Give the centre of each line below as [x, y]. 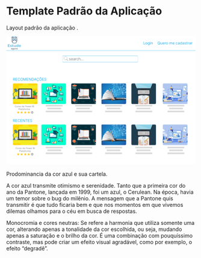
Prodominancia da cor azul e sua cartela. [57, 174]
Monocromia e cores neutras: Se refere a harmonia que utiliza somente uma [100, 223]
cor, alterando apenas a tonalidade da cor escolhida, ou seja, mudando [94, 229]
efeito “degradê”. [27, 248]
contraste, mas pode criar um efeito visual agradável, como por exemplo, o [99, 242]
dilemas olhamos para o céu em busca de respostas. [72, 211]
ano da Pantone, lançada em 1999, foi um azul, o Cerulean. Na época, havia [100, 192]
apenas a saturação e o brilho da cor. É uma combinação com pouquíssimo [100, 235]
